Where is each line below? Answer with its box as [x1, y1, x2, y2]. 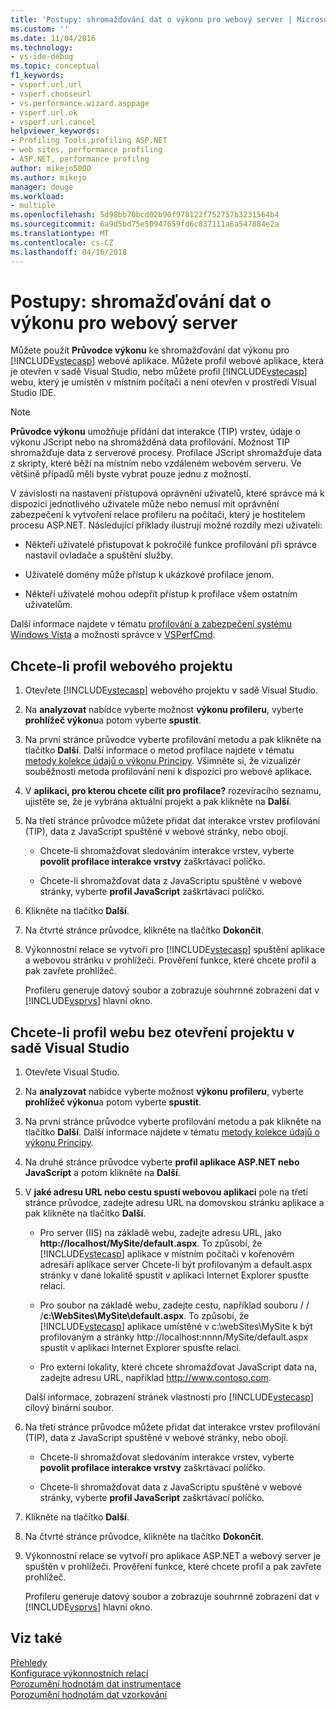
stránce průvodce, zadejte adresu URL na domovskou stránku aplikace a [24, 1197, 325, 1209]
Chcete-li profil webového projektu [10, 657, 233, 675]
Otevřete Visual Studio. [24, 1066, 120, 1078]
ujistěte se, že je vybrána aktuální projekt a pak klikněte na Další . [24, 796, 292, 808]
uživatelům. [24, 599, 73, 611]
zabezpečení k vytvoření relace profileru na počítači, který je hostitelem [10, 509, 306, 521]
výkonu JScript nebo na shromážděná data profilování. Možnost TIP [10, 436, 291, 448]
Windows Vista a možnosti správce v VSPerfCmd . [10, 629, 216, 641]
